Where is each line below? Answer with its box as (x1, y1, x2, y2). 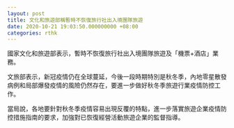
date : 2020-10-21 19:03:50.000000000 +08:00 (7, 23, 139, 30)
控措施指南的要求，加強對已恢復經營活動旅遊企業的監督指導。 (7, 113, 185, 122)
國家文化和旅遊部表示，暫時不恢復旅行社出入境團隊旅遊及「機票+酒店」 (7, 49, 213, 57)
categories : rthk (7, 29, 58, 37)
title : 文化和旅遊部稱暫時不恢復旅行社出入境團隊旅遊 (7, 17, 143, 24)
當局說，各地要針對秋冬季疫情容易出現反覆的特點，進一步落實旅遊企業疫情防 (7, 104, 227, 113)
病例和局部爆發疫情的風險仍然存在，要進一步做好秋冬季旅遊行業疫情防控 (7, 81, 214, 90)
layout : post (7, 10, 45, 17)
